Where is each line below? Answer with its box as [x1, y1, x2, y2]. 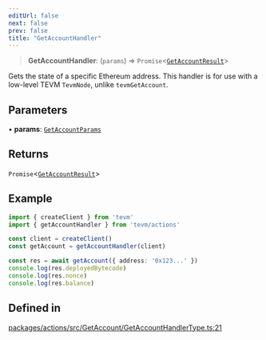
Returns [8, 147, 50, 161]
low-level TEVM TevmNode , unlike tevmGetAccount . [8, 80, 169, 90]
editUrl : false [8, 11, 59, 20]
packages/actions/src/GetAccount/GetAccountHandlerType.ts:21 [8, 322, 222, 332]
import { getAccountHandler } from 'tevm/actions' [8, 221, 181, 229]
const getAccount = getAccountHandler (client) [8, 242, 166, 250]
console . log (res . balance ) [8, 279, 94, 287]
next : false [8, 19, 48, 27]
